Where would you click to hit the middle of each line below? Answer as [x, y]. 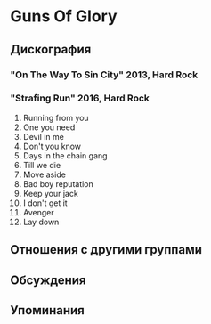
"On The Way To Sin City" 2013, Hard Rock [104, 75]
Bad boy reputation [58, 183]
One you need [49, 127]
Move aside [44, 174]
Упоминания [48, 310]
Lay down [41, 222]
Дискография [51, 49]
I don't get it [45, 203]
